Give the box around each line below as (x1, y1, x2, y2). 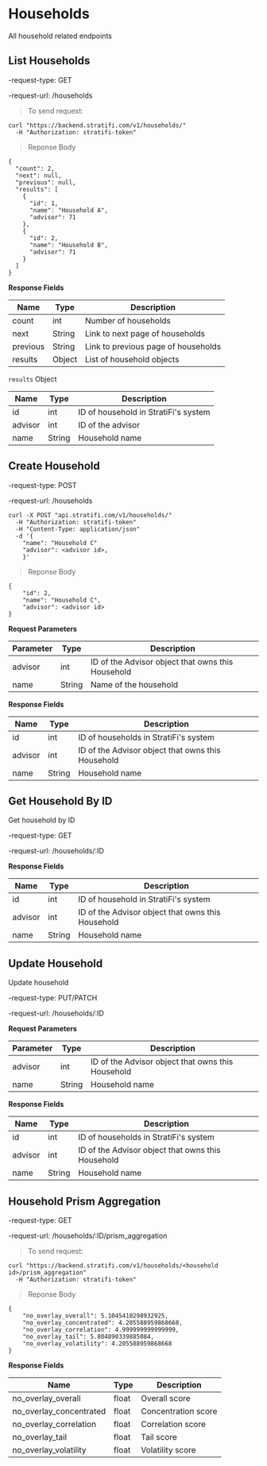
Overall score (141, 1393, 191, 1403)
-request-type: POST (8, 480, 77, 489)
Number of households (84, 315, 171, 326)
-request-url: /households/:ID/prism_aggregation (8, 1231, 168, 1240)
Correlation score (141, 1419, 207, 1429)
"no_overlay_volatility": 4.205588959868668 (22, 1340, 172, 1348)
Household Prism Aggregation (8, 1194, 161, 1208)
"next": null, (15, 172, 62, 180)
